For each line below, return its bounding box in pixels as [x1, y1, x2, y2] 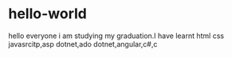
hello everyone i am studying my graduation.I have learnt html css [8, 31, 225, 40]
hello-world [8, 5, 88, 23]
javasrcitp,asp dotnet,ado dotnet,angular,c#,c [8, 39, 158, 48]
